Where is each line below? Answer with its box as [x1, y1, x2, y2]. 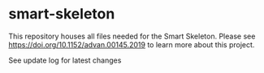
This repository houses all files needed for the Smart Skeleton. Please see [8, 31, 256, 41]
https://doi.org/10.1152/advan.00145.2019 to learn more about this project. [8, 39, 255, 49]
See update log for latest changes [8, 55, 122, 65]
